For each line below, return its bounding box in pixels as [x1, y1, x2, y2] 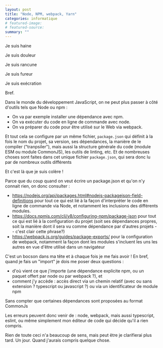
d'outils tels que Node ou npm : [5, 105, 68, 110]
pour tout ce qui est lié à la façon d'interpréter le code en [34, 198, 148, 204]
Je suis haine [5, 43, 32, 48]
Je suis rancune [5, 62, 37, 67]
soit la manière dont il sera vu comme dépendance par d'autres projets [12, 223, 154, 229]
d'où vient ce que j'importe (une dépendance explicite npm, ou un [12, 268, 144, 274]
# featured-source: [5, 25, 45, 30]
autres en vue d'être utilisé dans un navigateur [12, 244, 105, 250]
